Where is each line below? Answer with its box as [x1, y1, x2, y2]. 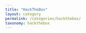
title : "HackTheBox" [5, 7, 48, 12]
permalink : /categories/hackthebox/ [5, 16, 81, 21]
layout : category [5, 12, 41, 16]
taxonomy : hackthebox [5, 20, 50, 26]
